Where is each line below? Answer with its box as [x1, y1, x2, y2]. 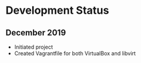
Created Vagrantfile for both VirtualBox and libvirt [14, 50, 136, 57]
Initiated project [14, 43, 53, 50]
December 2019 [5, 28, 66, 38]
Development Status [5, 4, 109, 17]
